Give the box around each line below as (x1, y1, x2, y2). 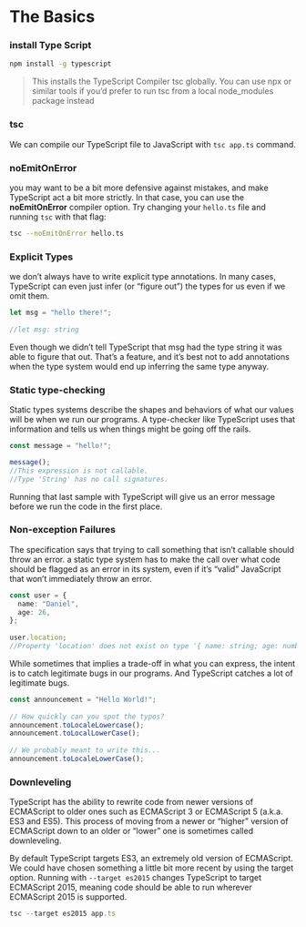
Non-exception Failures (9, 524, 117, 536)
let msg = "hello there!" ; (9, 308, 112, 318)
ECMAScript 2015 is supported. (9, 891, 127, 902)
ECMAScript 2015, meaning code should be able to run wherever (9, 881, 252, 893)
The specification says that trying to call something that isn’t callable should (9, 544, 294, 555)
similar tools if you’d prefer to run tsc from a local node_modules (31, 86, 274, 97)
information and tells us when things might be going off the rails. (9, 423, 251, 434)
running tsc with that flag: (9, 211, 107, 222)
